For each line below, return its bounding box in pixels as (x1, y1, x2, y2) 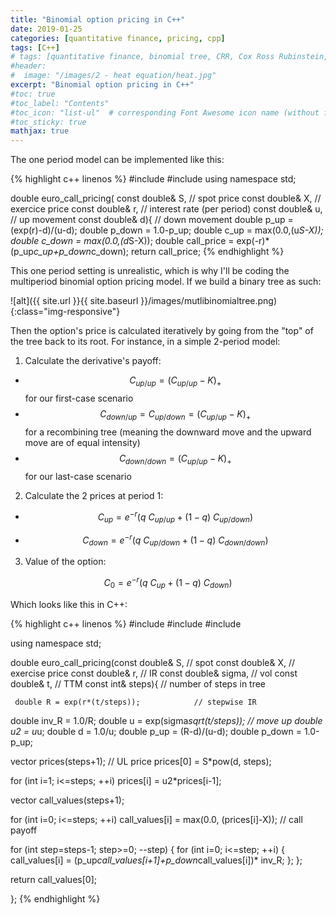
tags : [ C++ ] (10, 42, 60, 53)
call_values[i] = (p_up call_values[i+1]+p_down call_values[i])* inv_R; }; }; (10, 854, 303, 866)
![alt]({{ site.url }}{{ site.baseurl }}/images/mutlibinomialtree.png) (10, 295, 278, 307)
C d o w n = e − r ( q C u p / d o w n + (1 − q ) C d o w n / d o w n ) (82, 532, 269, 548)
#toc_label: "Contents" (10, 98, 110, 108)
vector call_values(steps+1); (10, 794, 125, 806)
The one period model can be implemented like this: (10, 154, 225, 166)
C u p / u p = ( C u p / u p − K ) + (129, 374, 222, 388)
